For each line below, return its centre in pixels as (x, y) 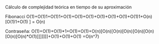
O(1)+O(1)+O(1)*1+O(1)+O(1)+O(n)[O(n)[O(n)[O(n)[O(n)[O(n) (93, 31)
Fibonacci (15, 16)
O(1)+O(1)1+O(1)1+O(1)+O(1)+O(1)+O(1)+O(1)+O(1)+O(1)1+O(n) (89, 16)
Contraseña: (18, 31)
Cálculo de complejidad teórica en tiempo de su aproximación (69, 7)
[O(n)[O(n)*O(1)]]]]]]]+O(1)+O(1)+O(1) (43, 36)
